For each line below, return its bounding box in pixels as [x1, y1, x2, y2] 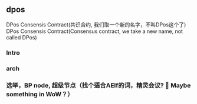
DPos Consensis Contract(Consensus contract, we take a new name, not [6, 28, 183, 35]
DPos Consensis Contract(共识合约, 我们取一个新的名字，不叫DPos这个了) [6, 21, 186, 28]
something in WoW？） [6, 90, 74, 98]
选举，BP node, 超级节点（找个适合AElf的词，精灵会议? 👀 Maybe [6, 81, 191, 89]
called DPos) [6, 33, 37, 41]
